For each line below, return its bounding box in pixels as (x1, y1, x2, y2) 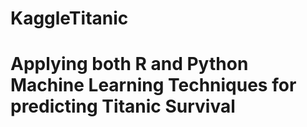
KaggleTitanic (10, 7, 129, 30)
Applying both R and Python (10, 53, 249, 76)
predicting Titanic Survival (10, 95, 236, 118)
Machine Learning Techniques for (10, 74, 297, 97)
